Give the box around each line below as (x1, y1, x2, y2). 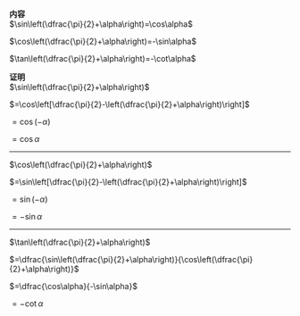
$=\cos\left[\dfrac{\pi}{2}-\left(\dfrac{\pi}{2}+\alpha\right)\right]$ (9, 99, 250, 110)
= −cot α (12, 298, 44, 309)
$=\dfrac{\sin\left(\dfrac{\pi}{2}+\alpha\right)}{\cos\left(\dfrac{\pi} (9, 254, 254, 264)
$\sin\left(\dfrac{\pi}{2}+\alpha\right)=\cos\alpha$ (9, 19, 194, 29)
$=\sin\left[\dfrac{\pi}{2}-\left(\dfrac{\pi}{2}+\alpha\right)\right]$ (9, 177, 247, 187)
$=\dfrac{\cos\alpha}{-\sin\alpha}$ (9, 281, 138, 291)
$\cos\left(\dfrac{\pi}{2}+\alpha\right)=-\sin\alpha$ (9, 36, 197, 46)
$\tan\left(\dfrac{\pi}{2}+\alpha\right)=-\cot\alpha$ (9, 54, 196, 63)
